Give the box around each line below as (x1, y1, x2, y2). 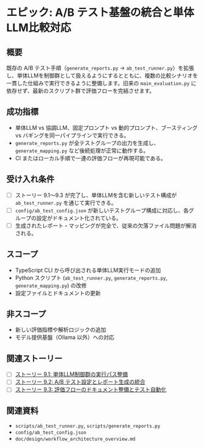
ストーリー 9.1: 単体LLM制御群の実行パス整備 (15, 371, 128, 378)
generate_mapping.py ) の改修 (15, 282, 87, 289)
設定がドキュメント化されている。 (36, 214, 122, 221)
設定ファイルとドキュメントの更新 (15, 289, 101, 296)
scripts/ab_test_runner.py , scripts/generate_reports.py (15, 422, 161, 430)
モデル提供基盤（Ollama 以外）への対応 (15, 333, 114, 341)
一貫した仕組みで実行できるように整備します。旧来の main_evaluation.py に (6, 80, 197, 87)
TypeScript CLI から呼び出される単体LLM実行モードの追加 (15, 266, 161, 274)
